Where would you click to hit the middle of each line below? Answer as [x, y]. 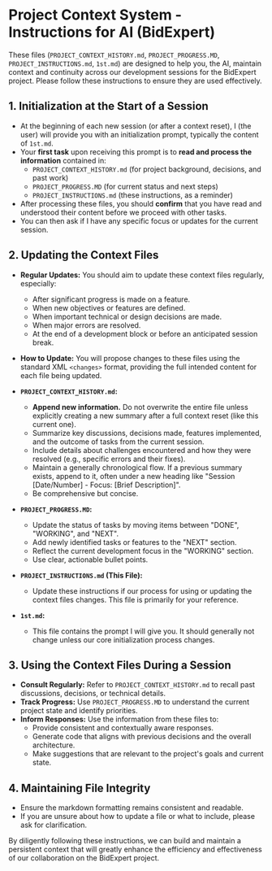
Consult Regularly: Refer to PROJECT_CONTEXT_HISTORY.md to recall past [138, 685]
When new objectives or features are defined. [109, 307]
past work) [50, 177]
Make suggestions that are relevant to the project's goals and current [148, 754]
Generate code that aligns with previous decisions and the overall [142, 737]
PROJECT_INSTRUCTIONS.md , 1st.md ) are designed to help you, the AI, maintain [135, 63]
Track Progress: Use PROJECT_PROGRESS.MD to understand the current [135, 702]
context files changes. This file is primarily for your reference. [135, 599]
